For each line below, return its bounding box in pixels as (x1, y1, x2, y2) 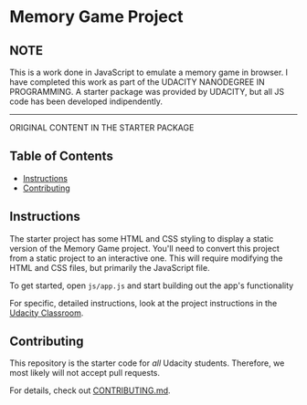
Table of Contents (9, 149, 114, 164)
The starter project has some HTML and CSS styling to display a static (9, 233, 274, 244)
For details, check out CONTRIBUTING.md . (9, 385, 171, 396)
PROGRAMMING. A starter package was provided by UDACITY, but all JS (9, 87, 285, 97)
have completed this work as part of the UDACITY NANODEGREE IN (9, 77, 265, 88)
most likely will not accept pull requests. (9, 368, 161, 379)
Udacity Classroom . (9, 307, 84, 318)
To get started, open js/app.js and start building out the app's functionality (9, 280, 294, 291)
